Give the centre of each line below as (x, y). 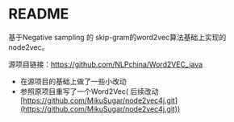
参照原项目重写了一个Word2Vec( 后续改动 (89, 91)
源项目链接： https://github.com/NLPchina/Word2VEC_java (106, 64)
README (39, 14)
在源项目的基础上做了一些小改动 (73, 81)
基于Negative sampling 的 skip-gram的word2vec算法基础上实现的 (117, 37)
